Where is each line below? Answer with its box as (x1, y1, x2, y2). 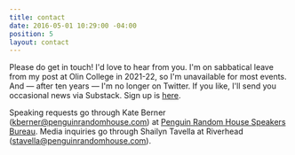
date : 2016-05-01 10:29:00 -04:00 (9, 21, 138, 30)
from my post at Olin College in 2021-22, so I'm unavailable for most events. (9, 72, 287, 82)
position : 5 (9, 29, 53, 38)
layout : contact (9, 37, 69, 47)
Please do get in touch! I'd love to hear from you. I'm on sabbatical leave (9, 62, 274, 73)
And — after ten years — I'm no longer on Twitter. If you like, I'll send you (9, 81, 277, 91)
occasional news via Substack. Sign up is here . (9, 90, 181, 101)
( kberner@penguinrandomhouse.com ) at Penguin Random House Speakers (9, 117, 286, 128)
